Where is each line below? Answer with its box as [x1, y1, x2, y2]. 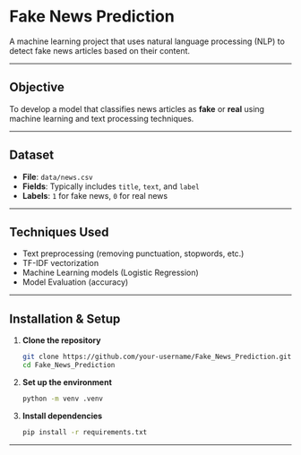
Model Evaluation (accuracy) [21, 277, 129, 288]
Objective [9, 80, 65, 95]
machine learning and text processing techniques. [9, 113, 194, 124]
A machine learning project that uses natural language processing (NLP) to [9, 36, 285, 47]
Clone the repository [21, 335, 101, 346]
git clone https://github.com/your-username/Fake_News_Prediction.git [21, 352, 292, 362]
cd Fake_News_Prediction [21, 361, 116, 370]
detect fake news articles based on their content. [9, 45, 191, 56]
